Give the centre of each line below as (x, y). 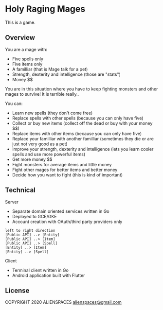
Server (12, 202)
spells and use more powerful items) (49, 154)
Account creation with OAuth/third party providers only (67, 222)
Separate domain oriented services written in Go (61, 211)
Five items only (27, 64)
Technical (20, 190)
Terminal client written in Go (40, 270)
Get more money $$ (32, 159)
